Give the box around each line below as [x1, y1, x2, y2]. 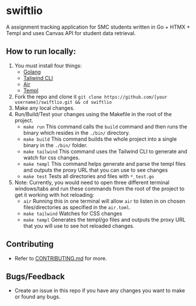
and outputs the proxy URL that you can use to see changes [23, 166, 168, 173]
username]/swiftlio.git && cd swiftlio [14, 99, 112, 105]
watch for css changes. [23, 154, 80, 161]
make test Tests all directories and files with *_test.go [23, 172, 154, 179]
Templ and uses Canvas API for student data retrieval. [6, 29, 136, 36]
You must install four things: [14, 62, 82, 69]
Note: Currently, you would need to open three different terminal [14, 179, 170, 186]
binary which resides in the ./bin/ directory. [23, 129, 130, 136]
